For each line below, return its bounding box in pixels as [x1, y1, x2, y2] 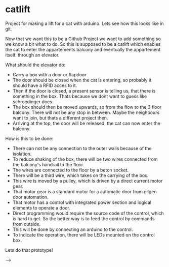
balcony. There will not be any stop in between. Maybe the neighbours [12, 109, 160, 115]
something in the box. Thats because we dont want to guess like [12, 93, 147, 99]
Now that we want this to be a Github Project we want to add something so [5, 36, 161, 42]
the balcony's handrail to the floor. [12, 161, 85, 167]
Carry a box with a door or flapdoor [12, 71, 87, 77]
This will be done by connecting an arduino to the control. [12, 226, 133, 232]
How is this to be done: [5, 135, 54, 141]
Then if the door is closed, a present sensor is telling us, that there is [12, 87, 156, 94]
